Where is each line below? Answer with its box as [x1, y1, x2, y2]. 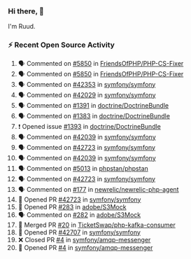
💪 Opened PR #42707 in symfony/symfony [17, 227, 141, 237]
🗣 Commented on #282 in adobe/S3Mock [17, 210, 141, 219]
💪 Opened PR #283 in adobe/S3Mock [17, 202, 127, 211]
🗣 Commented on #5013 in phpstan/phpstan [17, 164, 149, 172]
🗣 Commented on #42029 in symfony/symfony [17, 90, 156, 99]
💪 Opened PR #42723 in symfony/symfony [17, 195, 141, 204]
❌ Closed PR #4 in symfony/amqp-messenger [17, 235, 151, 244]
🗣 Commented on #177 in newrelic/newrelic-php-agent [17, 185, 179, 193]
